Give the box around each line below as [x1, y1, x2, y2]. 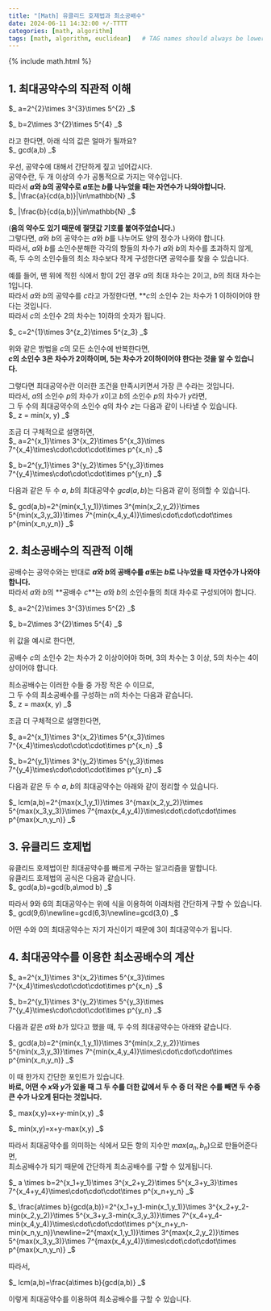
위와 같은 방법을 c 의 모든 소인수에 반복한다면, [8, 344, 151, 353]
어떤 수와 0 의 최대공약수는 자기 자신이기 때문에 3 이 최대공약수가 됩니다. [8, 925, 232, 934]
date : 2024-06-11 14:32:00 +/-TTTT [8, 19, 128, 27]
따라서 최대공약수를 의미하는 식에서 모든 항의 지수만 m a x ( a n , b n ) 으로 [8, 1140, 223, 1152]
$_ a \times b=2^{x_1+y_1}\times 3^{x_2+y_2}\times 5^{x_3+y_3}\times [8, 1178, 238, 1188]
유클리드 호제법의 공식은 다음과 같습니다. [8, 873, 135, 883]
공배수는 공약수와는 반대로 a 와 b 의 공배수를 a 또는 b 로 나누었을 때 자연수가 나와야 [8, 566, 261, 577]
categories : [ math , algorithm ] [8, 27, 114, 35]
